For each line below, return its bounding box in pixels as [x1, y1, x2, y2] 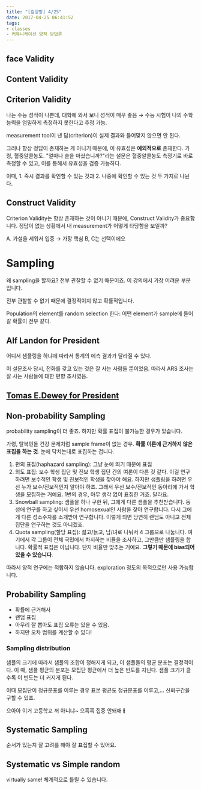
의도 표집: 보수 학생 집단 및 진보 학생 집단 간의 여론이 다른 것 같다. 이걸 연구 [14, 468, 191, 476]
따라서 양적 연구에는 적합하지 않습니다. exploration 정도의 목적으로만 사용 [6, 564, 178, 571]
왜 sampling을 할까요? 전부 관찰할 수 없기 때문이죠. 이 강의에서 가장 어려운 [6, 277, 180, 284]
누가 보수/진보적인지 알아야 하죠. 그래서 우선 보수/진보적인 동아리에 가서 [21, 483, 189, 491]
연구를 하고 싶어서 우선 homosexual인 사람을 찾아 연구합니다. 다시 [26, 506, 181, 513]
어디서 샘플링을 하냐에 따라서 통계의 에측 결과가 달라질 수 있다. [6, 352, 152, 359]
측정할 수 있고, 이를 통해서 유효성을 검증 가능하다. [6, 159, 122, 166]
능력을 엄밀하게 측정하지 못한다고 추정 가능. [6, 119, 107, 126]
